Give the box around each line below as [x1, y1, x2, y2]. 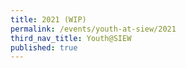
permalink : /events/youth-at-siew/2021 [10, 24, 177, 34]
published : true [10, 42, 78, 53]
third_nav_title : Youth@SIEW [10, 33, 132, 43]
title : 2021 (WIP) [10, 14, 87, 25]
